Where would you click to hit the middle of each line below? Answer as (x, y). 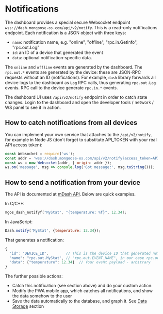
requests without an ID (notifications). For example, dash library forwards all (81, 77)
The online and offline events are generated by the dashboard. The (74, 67)
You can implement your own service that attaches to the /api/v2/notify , (78, 134)
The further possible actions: (34, 276)
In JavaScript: (19, 222)
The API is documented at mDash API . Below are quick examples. (70, 194)
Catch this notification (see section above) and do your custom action (82, 286)
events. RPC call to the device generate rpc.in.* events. (61, 87)
